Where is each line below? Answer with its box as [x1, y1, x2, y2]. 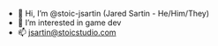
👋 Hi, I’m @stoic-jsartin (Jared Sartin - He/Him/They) [17, 9, 210, 18]
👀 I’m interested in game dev [17, 17, 122, 28]
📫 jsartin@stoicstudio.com [17, 27, 117, 37]
